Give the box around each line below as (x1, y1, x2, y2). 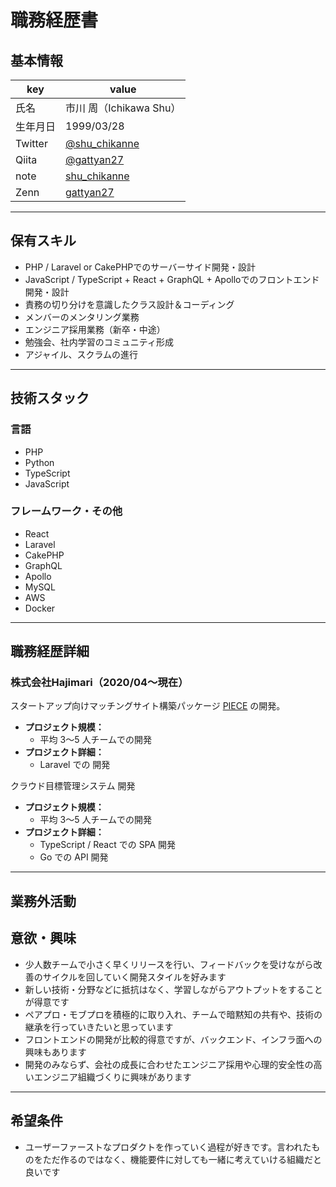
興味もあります (24, 1046, 87, 1058)
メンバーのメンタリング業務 (24, 311, 140, 323)
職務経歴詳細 (10, 643, 90, 660)
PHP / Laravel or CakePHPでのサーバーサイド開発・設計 (24, 261, 256, 273)
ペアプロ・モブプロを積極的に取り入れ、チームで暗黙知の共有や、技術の (24, 1008, 323, 1020)
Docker (24, 602, 56, 614)
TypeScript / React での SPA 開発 (39, 839, 177, 851)
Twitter (15, 137, 48, 150)
